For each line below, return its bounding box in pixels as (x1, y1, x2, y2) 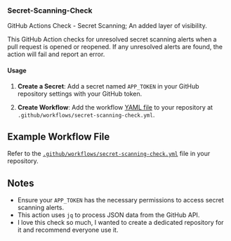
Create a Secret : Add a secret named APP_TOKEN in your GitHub (17, 82, 199, 90)
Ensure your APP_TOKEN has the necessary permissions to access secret (17, 196, 224, 204)
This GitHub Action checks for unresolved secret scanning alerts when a (7, 35, 217, 44)
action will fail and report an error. (7, 50, 105, 58)
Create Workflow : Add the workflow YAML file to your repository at (17, 103, 213, 111)
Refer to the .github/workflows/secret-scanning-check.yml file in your (7, 150, 211, 158)
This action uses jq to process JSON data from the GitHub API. (17, 211, 200, 219)
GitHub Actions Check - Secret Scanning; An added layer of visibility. (7, 22, 207, 30)
